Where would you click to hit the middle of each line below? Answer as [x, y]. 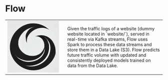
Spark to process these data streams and [109, 44]
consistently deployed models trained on [109, 60]
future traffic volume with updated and [107, 55]
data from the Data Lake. [93, 66]
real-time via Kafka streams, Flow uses [107, 39]
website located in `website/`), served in [108, 34]
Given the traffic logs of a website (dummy [111, 28]
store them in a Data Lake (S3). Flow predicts [113, 50]
